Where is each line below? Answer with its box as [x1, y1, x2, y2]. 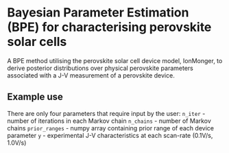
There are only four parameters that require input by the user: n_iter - [7, 109, 206, 117]
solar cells [7, 34, 67, 49]
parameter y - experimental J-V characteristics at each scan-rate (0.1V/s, [7, 131, 213, 139]
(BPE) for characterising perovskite [7, 19, 212, 35]
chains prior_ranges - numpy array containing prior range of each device [7, 123, 215, 132]
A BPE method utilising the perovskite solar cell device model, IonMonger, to [7, 56, 223, 64]
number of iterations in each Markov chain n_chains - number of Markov [7, 117, 211, 125]
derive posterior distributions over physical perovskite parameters [7, 64, 193, 72]
